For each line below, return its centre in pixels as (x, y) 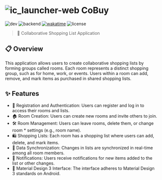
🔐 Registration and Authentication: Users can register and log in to (78, 105)
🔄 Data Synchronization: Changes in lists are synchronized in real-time (82, 148)
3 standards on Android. (36, 173)
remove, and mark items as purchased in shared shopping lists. (68, 78)
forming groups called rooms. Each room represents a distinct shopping (77, 68)
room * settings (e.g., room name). (47, 130)
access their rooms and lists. (41, 110)
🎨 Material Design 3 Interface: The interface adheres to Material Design (83, 168)
